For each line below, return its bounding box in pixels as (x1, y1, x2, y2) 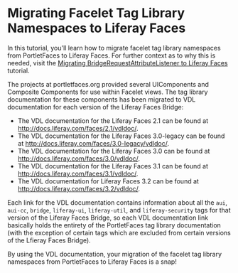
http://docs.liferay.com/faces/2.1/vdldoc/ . (17, 124, 139, 132)
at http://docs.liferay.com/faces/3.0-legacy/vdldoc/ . (17, 139, 169, 147)
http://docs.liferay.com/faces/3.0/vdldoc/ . (17, 154, 141, 163)
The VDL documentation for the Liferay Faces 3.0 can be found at (17, 146, 210, 155)
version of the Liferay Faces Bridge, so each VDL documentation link (7, 213, 208, 222)
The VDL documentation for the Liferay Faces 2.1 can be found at (17, 116, 208, 125)
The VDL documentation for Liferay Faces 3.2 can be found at (17, 176, 199, 186)
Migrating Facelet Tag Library (7, 5, 185, 21)
